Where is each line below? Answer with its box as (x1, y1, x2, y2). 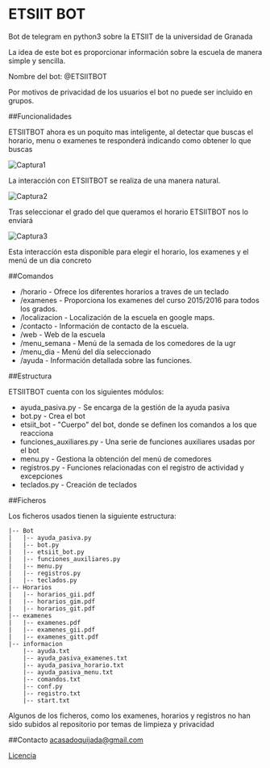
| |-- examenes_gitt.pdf (8, 632, 99, 641)
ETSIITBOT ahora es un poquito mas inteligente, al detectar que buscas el (8, 127, 254, 137)
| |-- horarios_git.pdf (8, 604, 95, 613)
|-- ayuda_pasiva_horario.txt (23, 660, 125, 669)
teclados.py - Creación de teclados (19, 479, 137, 489)
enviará (8, 215, 34, 225)
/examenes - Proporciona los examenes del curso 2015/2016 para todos (19, 295, 260, 305)
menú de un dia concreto (8, 255, 92, 265)
